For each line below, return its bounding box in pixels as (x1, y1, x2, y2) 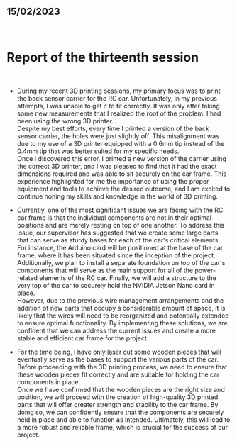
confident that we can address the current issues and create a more (16, 326, 216, 335)
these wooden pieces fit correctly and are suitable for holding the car (16, 370, 220, 379)
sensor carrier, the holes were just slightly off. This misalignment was (16, 131, 219, 140)
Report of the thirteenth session (6, 50, 199, 65)
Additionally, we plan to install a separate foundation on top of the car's (16, 258, 226, 267)
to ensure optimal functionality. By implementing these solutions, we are (16, 318, 228, 327)
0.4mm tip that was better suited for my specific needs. (16, 147, 180, 155)
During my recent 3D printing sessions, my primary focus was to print (16, 87, 221, 95)
